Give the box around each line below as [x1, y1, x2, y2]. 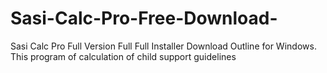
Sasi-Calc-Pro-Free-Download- [10, 7, 278, 30]
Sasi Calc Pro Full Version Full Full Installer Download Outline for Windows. [10, 40, 317, 52]
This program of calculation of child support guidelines [10, 50, 237, 62]
